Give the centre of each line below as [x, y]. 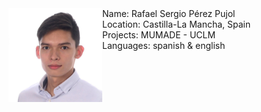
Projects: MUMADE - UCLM [159, 35]
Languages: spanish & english [164, 45]
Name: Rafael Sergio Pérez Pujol [169, 13]
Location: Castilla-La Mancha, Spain [176, 24]
